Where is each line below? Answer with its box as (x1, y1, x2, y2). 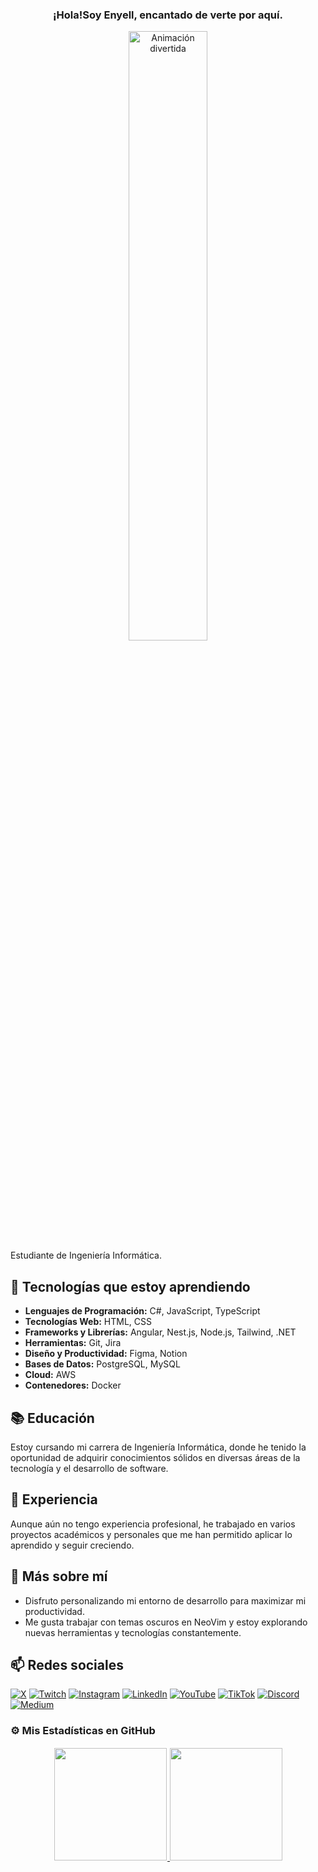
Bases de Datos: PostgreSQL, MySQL (24, 1358, 181, 1370)
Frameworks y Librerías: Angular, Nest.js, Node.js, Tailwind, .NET (24, 1326, 297, 1338)
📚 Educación (10, 1409, 95, 1427)
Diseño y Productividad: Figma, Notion (24, 1348, 188, 1360)
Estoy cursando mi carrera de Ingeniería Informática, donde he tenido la (10, 1441, 307, 1453)
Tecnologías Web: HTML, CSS (24, 1316, 153, 1328)
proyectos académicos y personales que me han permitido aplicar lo (10, 1528, 293, 1540)
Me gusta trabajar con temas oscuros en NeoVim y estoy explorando (24, 1616, 308, 1628)
